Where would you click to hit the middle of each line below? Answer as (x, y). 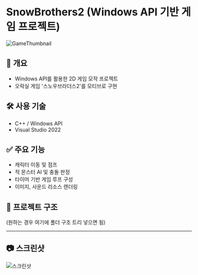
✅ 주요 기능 (26, 150)
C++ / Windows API (39, 123)
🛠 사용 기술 (26, 106)
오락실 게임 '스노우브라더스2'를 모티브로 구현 (66, 86)
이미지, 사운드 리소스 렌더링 (46, 187)
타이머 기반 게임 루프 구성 (44, 179)
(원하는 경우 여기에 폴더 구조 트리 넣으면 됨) (56, 222)
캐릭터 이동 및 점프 (36, 165)
